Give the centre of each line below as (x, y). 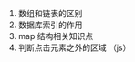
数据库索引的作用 (50, 25)
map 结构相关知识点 (56, 36)
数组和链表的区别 (50, 13)
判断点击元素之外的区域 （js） (74, 47)
